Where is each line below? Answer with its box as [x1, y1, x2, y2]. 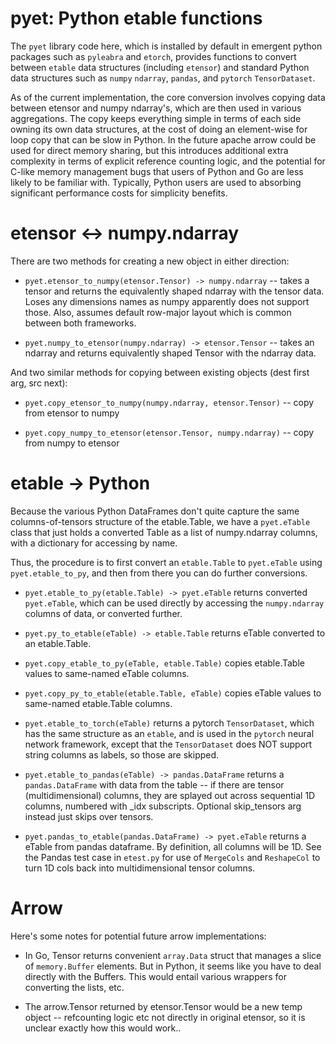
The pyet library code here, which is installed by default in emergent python [10, 40, 323, 52]
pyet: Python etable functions [10, 7, 263, 30]
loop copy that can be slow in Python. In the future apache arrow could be [10, 133, 317, 146]
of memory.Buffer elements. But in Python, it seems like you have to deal [24, 960, 322, 972]
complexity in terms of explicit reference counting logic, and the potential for [10, 155, 326, 167]
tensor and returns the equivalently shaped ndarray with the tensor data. [24, 285, 325, 297]
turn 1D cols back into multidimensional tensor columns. [24, 862, 256, 874]
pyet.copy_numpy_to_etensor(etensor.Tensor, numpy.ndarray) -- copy [24, 426, 315, 438]
